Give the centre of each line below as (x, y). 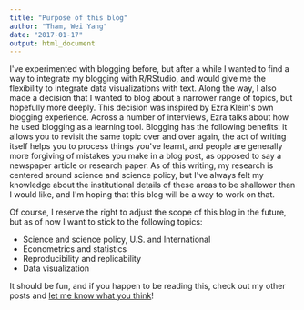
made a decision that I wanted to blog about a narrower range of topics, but (151, 98)
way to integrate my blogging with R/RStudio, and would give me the (138, 79)
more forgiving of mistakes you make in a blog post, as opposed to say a (146, 156)
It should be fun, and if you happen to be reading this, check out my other (147, 286)
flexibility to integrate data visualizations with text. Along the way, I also (143, 88)
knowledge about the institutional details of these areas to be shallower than (152, 185)
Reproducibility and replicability (82, 259)
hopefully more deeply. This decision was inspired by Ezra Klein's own (142, 108)
